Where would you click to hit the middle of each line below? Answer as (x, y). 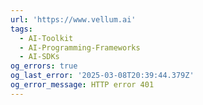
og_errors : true (44, 66)
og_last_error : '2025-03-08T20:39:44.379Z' (102, 76)
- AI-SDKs (39, 57)
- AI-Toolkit (46, 38)
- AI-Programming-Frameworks (80, 47)
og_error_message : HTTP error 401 (82, 85)
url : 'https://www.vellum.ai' (73, 19)
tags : (21, 29)
